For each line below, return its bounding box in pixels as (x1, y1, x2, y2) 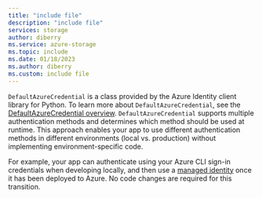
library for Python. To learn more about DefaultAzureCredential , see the (8, 100, 241, 109)
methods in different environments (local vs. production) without (8, 133, 217, 142)
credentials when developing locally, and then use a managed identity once (8, 165, 253, 174)
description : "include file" (8, 19, 104, 27)
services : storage (8, 26, 68, 34)
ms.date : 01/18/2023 (8, 56, 76, 64)
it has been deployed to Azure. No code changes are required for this (8, 174, 232, 183)
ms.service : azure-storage (8, 41, 96, 49)
